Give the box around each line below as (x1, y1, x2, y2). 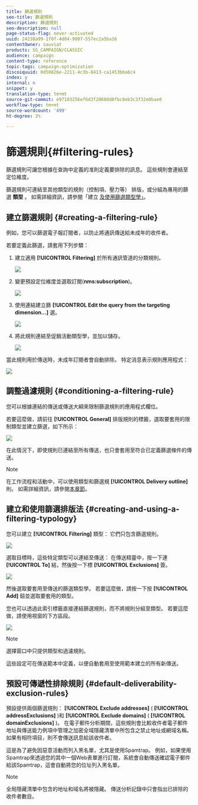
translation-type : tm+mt (6, 91, 67, 97)
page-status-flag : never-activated (6, 31, 94, 37)
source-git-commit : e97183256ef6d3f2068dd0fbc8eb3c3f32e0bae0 (6, 96, 162, 102)
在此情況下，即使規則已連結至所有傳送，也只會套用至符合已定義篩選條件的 (6, 447, 187, 454)
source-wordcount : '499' (6, 107, 67, 113)
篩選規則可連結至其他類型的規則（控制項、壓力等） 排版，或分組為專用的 (6, 186, 183, 193)
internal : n (6, 80, 35, 86)
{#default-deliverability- (85, 679, 177, 689)
